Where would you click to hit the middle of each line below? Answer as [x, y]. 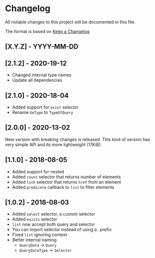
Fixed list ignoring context [39, 235]
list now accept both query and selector [53, 224]
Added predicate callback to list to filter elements [63, 187]
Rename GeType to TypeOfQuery [43, 112]
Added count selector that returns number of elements [67, 177]
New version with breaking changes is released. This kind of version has [77, 139]
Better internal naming [34, 240]
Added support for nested [38, 171]
